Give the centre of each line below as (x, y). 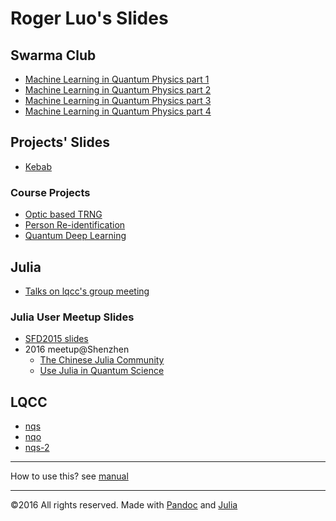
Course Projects (50, 192)
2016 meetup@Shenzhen (77, 349)
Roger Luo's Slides (89, 18)
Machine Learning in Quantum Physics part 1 (117, 79)
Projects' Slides (60, 142)
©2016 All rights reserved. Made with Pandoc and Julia (124, 505)
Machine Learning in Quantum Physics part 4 (118, 111)
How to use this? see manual (69, 476)
